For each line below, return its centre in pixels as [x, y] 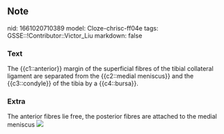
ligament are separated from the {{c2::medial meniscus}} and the [101, 76]
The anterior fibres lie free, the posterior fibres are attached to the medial [112, 117]
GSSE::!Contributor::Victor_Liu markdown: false [75, 35]
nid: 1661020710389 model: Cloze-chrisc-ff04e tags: [83, 28]
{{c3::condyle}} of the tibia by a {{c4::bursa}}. [73, 83]
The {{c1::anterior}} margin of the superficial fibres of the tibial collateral [110, 69]
